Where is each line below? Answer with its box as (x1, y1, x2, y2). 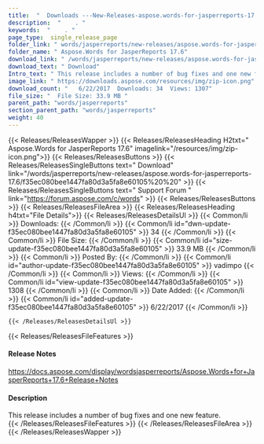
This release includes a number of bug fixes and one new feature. (8, 410, 222, 420)
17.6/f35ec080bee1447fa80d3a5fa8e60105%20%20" (8, 177, 182, 186)
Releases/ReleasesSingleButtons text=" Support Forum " (8, 185, 192, 195)
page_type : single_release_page (8, 33, 118, 42)
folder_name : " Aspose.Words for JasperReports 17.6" (8, 48, 189, 56)
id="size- (202, 235, 233, 244)
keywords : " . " (8, 26, 76, 34)
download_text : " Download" (8, 63, 101, 71)
